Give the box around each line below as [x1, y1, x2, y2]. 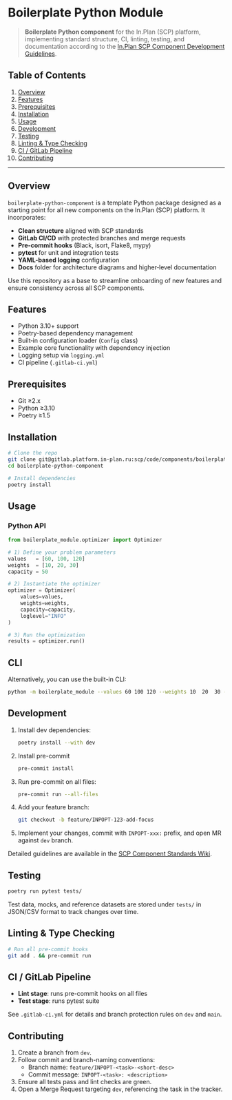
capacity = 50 [8, 568, 49, 575]
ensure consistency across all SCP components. [8, 284, 145, 292]
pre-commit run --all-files [17, 791, 98, 798]
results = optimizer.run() [8, 638, 85, 645]
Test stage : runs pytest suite [17, 997, 100, 1005]
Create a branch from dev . [17, 1048, 92, 1057]
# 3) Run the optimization [8, 632, 85, 639]
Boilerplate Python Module [8, 5, 164, 21]
